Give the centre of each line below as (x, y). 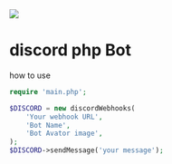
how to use (30, 75)
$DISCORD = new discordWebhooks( (72, 108)
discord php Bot (70, 50)
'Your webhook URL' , (64, 117)
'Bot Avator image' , (64, 134)
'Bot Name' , (48, 125)
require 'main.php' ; (48, 92)
